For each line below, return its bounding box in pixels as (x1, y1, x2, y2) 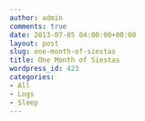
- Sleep (9, 97, 39, 107)
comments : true (9, 22, 67, 31)
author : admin (9, 13, 64, 23)
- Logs (9, 89, 35, 98)
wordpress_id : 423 (9, 65, 79, 74)
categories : (9, 73, 55, 82)
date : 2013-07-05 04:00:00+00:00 (9, 30, 137, 39)
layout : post (9, 38, 59, 48)
